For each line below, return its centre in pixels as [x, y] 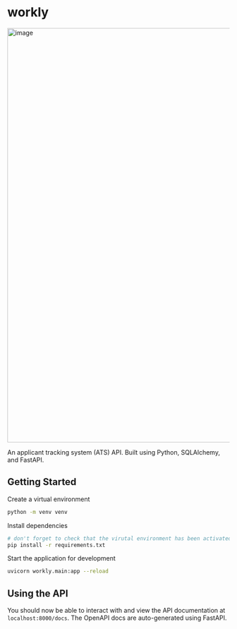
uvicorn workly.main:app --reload [58, 571]
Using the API [38, 593]
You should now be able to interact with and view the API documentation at [116, 611]
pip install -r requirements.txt [56, 545]
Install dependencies [38, 525]
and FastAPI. [26, 460]
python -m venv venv [38, 512]
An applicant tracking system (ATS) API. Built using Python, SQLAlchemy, [114, 452]
